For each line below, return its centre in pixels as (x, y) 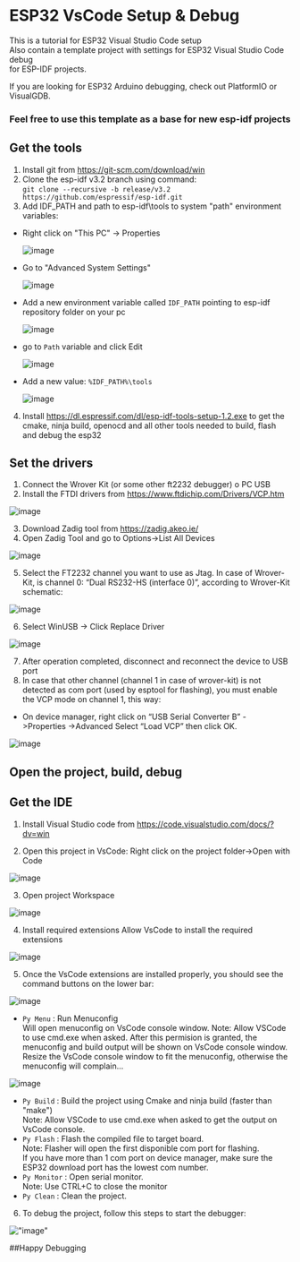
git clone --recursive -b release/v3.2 (96, 189)
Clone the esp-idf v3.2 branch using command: (109, 179)
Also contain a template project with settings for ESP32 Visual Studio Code (146, 49)
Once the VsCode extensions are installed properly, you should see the (153, 974)
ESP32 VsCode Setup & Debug (125, 16)
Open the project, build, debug (96, 772)
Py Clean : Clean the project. (75, 1196)
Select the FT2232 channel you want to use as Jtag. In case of (137, 573)
